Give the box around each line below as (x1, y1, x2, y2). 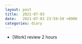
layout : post (5, 7, 32, 12)
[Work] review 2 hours (12, 34, 58, 40)
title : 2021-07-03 (5, 12, 45, 17)
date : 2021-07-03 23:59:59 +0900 (5, 16, 78, 21)
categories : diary (5, 21, 42, 26)
